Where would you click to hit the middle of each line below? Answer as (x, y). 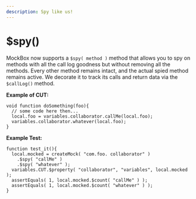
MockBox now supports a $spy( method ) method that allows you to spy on (98, 58)
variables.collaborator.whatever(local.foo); (69, 121)
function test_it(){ (32, 149)
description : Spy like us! (40, 12)
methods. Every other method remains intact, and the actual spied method (97, 71)
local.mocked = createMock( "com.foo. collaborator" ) (81, 154)
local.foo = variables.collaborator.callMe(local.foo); (82, 116)
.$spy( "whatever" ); (43, 164)
